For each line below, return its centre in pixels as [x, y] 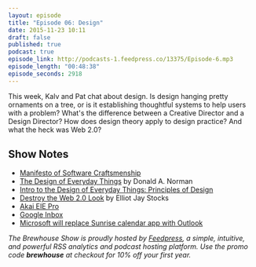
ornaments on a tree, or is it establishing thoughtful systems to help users [127, 104]
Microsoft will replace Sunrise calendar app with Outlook [111, 223]
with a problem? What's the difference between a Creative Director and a [126, 113]
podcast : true [31, 52]
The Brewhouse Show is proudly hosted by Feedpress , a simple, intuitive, [127, 238]
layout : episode [35, 15]
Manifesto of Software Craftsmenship [80, 173]
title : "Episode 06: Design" [56, 23]
